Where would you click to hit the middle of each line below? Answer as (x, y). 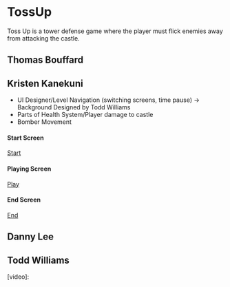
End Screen (24, 200)
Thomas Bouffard (45, 60)
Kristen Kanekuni (45, 83)
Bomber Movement (44, 122)
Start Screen (26, 138)
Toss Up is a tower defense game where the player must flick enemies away (115, 31)
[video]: (18, 277)
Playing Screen (29, 169)
